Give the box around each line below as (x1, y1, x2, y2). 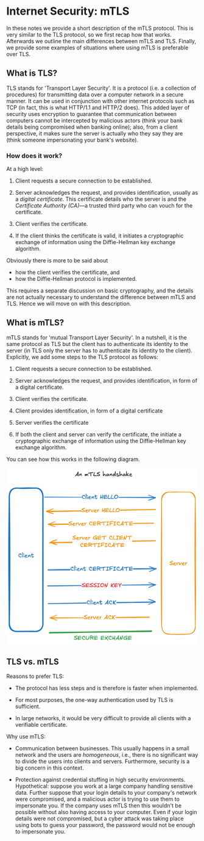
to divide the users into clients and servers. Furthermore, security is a (15, 758, 190, 765)
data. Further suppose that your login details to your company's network (15, 789, 197, 796)
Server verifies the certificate (15, 419, 89, 426)
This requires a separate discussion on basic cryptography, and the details (6, 287, 194, 294)
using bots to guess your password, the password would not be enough (15, 821, 195, 829)
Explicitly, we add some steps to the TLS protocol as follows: (6, 353, 158, 361)
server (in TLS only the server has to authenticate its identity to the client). (6, 347, 193, 354)
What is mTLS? (6, 317, 65, 328)
